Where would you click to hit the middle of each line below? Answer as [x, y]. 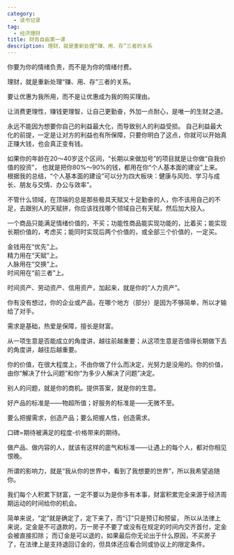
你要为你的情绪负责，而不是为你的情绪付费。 [71, 67]
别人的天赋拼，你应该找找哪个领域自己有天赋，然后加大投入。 [120, 208]
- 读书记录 [27, 20]
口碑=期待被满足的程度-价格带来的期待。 [65, 432]
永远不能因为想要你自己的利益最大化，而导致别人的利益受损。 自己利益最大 [115, 126]
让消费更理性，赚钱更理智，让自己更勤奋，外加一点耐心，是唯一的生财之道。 [117, 111]
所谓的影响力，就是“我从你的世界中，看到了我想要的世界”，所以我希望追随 [114, 471]
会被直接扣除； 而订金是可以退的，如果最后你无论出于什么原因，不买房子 [112, 535]
